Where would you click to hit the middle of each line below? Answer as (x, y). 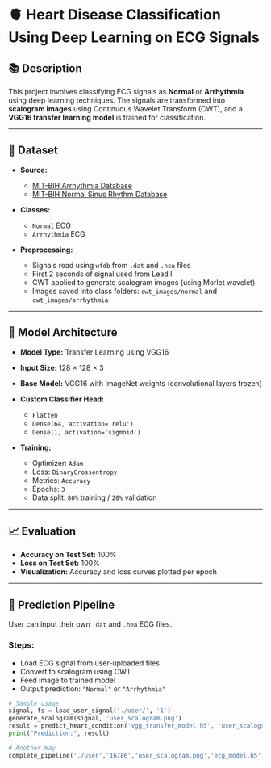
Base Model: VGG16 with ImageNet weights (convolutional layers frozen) (141, 383)
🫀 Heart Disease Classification (115, 15)
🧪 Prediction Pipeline (62, 604)
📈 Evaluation (42, 532)
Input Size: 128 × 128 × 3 (62, 367)
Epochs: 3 (48, 489)
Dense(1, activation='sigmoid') (86, 432)
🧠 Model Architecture (63, 332)
